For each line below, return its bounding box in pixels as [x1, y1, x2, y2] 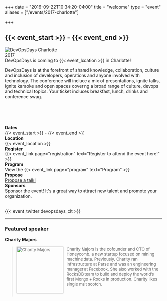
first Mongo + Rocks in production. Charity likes [66, 276, 158, 282]
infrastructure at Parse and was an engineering [66, 261, 156, 267]
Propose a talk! [5, 177, 36, 183]
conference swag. [5, 93, 42, 99]
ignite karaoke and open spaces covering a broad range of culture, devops [5, 83, 158, 89]
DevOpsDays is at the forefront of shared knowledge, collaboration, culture [5, 67, 159, 73]
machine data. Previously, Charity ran [66, 256, 138, 262]
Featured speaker [5, 225, 49, 232]
